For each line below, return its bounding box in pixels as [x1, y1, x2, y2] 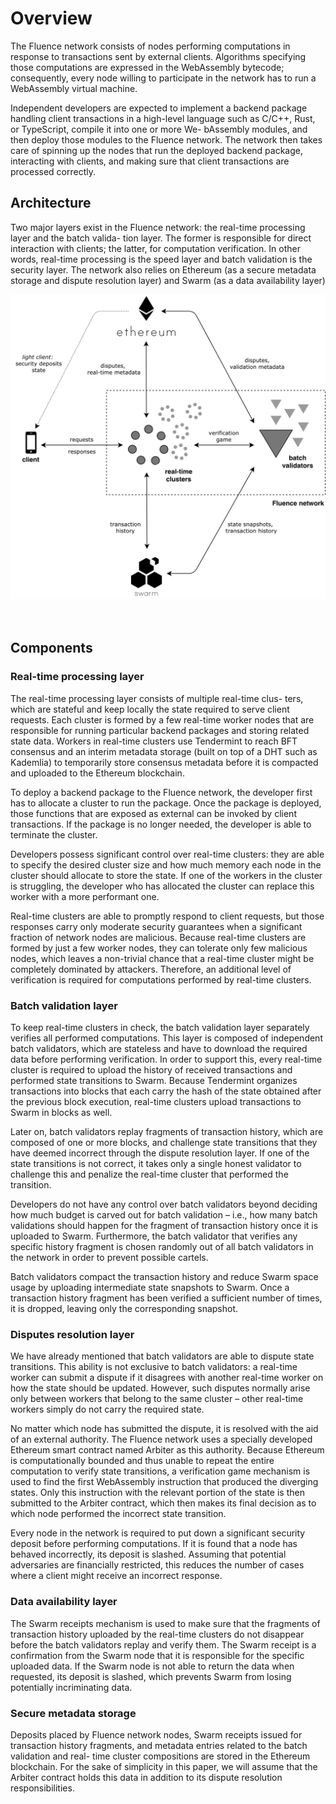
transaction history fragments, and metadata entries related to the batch [10, 1739, 308, 1751]
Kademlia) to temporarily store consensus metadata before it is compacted [10, 756, 319, 768]
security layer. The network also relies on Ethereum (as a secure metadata [10, 263, 317, 276]
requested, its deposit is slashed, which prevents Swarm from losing [10, 1670, 292, 1682]
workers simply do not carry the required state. [10, 1403, 205, 1416]
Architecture [10, 195, 92, 212]
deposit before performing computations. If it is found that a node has [10, 1538, 298, 1550]
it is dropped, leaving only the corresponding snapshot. [10, 1303, 239, 1314]
